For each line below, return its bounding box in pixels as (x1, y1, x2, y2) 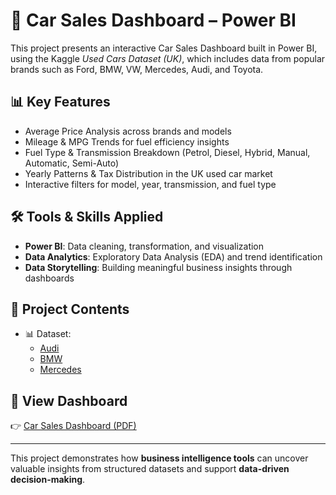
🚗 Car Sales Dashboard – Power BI (10, 9, 297, 32)
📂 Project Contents (10, 300, 130, 318)
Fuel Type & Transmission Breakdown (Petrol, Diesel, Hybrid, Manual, (24, 146, 311, 158)
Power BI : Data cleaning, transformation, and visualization (24, 240, 265, 252)
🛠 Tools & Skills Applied (10, 209, 164, 226)
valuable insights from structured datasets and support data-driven (10, 463, 290, 475)
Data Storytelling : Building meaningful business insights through (24, 261, 293, 273)
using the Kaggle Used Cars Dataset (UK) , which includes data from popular (10, 52, 326, 64)
